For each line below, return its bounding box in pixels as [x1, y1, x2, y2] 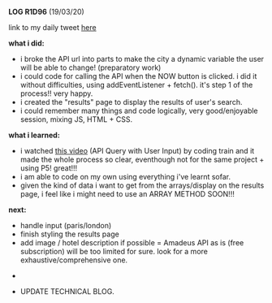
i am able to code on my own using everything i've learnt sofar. [19, 172, 231, 181]
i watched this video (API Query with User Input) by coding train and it [19, 146, 255, 155]
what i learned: [8, 130, 61, 140]
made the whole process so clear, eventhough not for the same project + [19, 154, 265, 164]
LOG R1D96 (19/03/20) [8, 7, 85, 16]
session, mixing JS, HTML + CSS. [19, 115, 132, 124]
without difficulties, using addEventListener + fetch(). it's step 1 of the [19, 80, 253, 89]
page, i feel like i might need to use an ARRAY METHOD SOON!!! [19, 189, 235, 198]
